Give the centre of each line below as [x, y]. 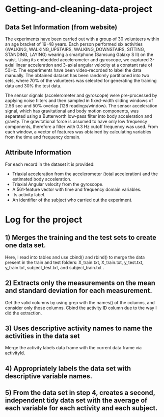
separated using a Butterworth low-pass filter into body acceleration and [79, 116]
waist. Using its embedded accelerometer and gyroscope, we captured [77, 60]
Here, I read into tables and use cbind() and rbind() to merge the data [75, 257]
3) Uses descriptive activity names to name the [79, 328]
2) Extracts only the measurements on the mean [80, 283]
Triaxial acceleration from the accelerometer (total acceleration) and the [85, 174]
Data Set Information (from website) [61, 27]
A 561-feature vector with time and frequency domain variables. [77, 189]
